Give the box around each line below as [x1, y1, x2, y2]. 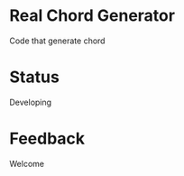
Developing [9, 97, 52, 107]
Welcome [9, 158, 45, 169]
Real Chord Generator [9, 5, 176, 26]
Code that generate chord [9, 35, 106, 46]
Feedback [9, 128, 86, 149]
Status [9, 67, 60, 88]
